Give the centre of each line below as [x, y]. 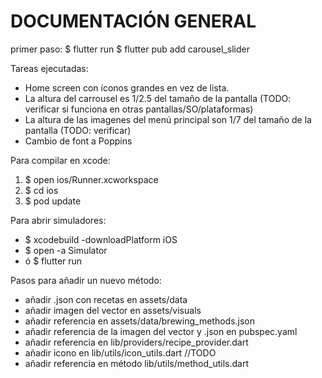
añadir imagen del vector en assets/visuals [113, 310]
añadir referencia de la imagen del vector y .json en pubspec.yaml [161, 331]
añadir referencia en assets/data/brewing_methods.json [139, 321]
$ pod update [53, 201]
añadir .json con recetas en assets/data [106, 299]
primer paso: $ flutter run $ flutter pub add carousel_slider [130, 49]
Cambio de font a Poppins [78, 141]
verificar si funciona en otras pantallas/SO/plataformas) [139, 109]
